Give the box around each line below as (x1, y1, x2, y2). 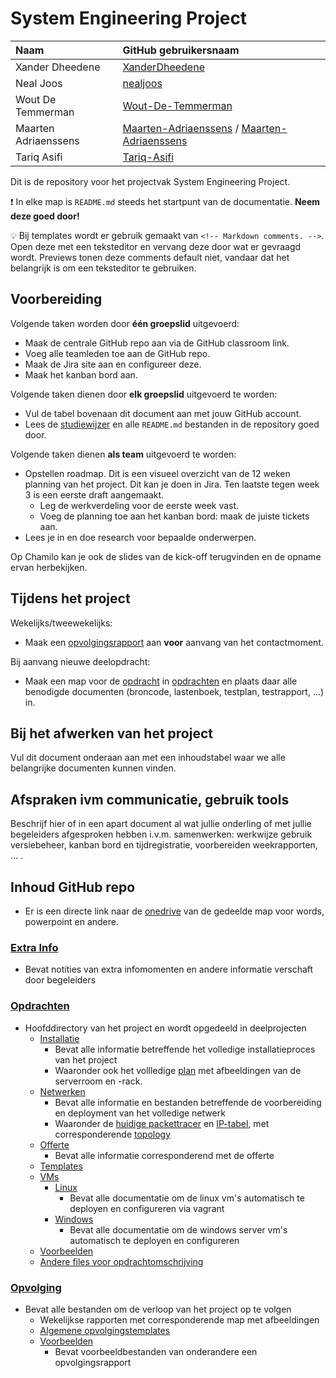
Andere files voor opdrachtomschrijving (39, 1255, 204, 1267)
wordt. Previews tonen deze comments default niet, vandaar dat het (10, 251, 290, 263)
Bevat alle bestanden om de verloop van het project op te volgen (24, 1303, 292, 1315)
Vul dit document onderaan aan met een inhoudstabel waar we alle (10, 752, 286, 764)
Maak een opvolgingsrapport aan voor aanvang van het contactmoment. (24, 636, 324, 648)
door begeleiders (24, 974, 97, 986)
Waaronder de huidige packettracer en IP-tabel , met (54, 1117, 270, 1129)
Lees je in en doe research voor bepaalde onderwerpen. (24, 531, 257, 543)
